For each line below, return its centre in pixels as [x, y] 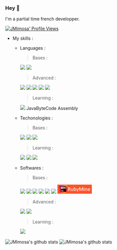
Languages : [33, 48]
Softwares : [32, 168]
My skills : [23, 38]
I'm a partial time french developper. [42, 19]
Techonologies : [36, 118]
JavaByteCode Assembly [52, 108]
